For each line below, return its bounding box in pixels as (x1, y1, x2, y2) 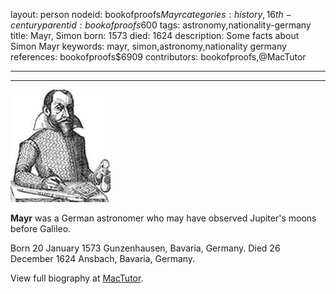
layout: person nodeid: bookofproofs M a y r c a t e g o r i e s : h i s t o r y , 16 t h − (10, 9, 292, 20)
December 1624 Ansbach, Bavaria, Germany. (10, 253, 196, 264)
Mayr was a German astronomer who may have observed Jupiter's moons (10, 212, 317, 224)
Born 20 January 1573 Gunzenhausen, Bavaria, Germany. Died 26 (10, 242, 281, 254)
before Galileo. (10, 223, 72, 234)
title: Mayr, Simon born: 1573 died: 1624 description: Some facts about (10, 30, 300, 41)
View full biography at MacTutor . (10, 272, 144, 284)
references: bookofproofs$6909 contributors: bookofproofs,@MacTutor (10, 51, 307, 63)
